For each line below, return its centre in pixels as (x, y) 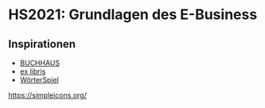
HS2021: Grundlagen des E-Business (133, 15)
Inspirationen (42, 44)
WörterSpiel (39, 80)
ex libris (33, 71)
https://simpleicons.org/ (48, 95)
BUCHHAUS (40, 63)
